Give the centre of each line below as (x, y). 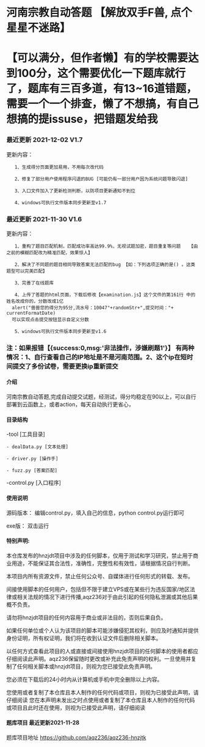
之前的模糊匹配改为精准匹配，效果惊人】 (49, 252)
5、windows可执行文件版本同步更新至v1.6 (60, 331)
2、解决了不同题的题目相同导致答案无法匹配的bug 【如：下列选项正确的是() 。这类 (105, 264)
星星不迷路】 (39, 28)
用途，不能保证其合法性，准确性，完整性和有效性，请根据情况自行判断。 (102, 563)
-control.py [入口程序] (34, 483)
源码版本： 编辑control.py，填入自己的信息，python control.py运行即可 (95, 513)
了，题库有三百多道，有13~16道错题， (102, 89)
